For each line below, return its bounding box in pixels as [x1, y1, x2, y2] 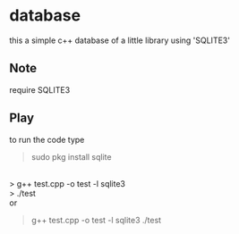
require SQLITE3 [9, 84, 71, 95]
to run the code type [9, 134, 85, 145]
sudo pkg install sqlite [30, 151, 112, 162]
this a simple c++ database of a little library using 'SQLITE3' [9, 35, 231, 46]
